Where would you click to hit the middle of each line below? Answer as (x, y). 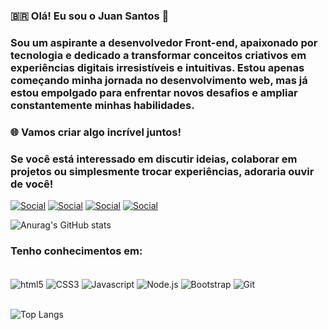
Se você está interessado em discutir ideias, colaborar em (154, 159)
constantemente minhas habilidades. (102, 105)
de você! (32, 184)
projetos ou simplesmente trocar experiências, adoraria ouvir (162, 171)
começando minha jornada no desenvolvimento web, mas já (159, 80)
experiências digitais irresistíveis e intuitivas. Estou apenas (157, 67)
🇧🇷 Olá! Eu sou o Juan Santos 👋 (90, 16)
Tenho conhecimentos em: (76, 251)
